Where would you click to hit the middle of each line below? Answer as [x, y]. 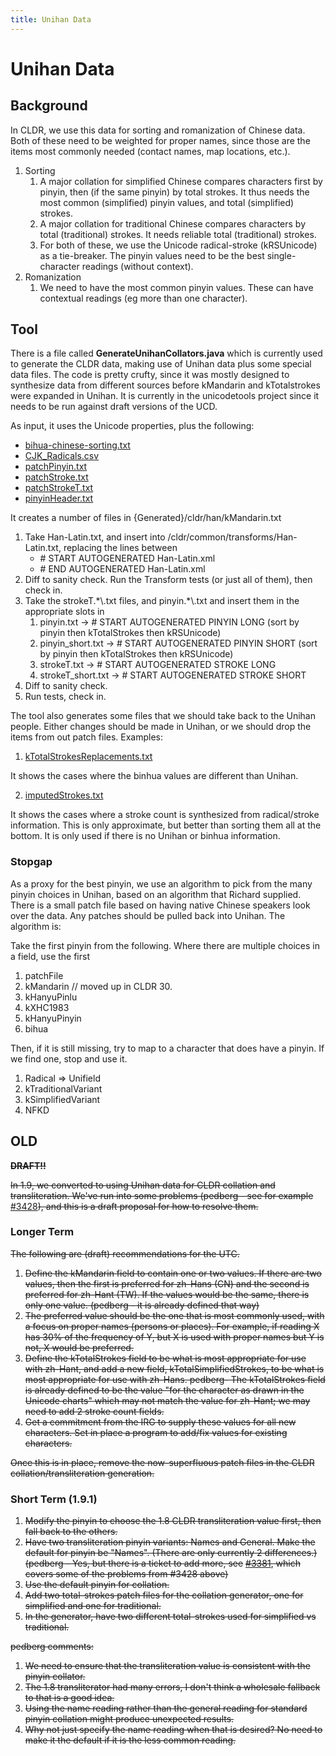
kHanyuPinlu [51, 997]
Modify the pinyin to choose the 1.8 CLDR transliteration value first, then [173, 1521]
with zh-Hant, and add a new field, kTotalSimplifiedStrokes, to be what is [174, 1368]
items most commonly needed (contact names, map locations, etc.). [150, 151]
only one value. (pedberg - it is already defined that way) [142, 1305]
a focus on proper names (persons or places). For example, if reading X [172, 1326]
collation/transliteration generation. [82, 1473]
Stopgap [31, 862]
